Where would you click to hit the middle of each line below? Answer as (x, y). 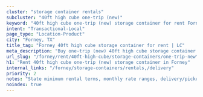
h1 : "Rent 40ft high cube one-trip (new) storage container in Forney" (98, 62)
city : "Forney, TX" (31, 40)
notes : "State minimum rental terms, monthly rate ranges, (82, 79)
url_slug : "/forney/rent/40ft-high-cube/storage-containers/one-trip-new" (102, 57)
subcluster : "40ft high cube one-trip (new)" (64, 17)
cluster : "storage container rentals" (55, 12)
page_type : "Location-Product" (46, 34)
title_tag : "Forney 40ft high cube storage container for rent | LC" (96, 46)
